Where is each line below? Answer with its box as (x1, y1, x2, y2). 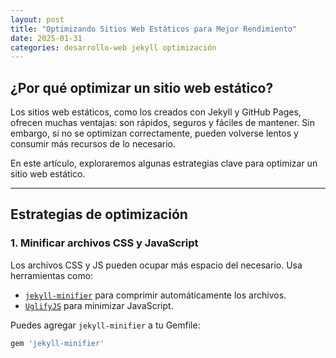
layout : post (10, 14, 65, 25)
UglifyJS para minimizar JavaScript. (24, 299, 174, 311)
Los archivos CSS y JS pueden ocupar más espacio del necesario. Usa (10, 259, 303, 271)
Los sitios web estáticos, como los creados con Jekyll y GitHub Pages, (10, 106, 302, 118)
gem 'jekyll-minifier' (10, 338, 105, 348)
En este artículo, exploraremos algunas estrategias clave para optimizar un (10, 157, 318, 170)
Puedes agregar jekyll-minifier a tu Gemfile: (10, 319, 201, 331)
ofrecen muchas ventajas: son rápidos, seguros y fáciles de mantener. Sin (10, 117, 315, 129)
